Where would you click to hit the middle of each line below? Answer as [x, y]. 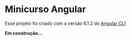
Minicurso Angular [45, 9]
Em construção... [24, 33]
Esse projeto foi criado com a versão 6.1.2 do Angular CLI [65, 23]
